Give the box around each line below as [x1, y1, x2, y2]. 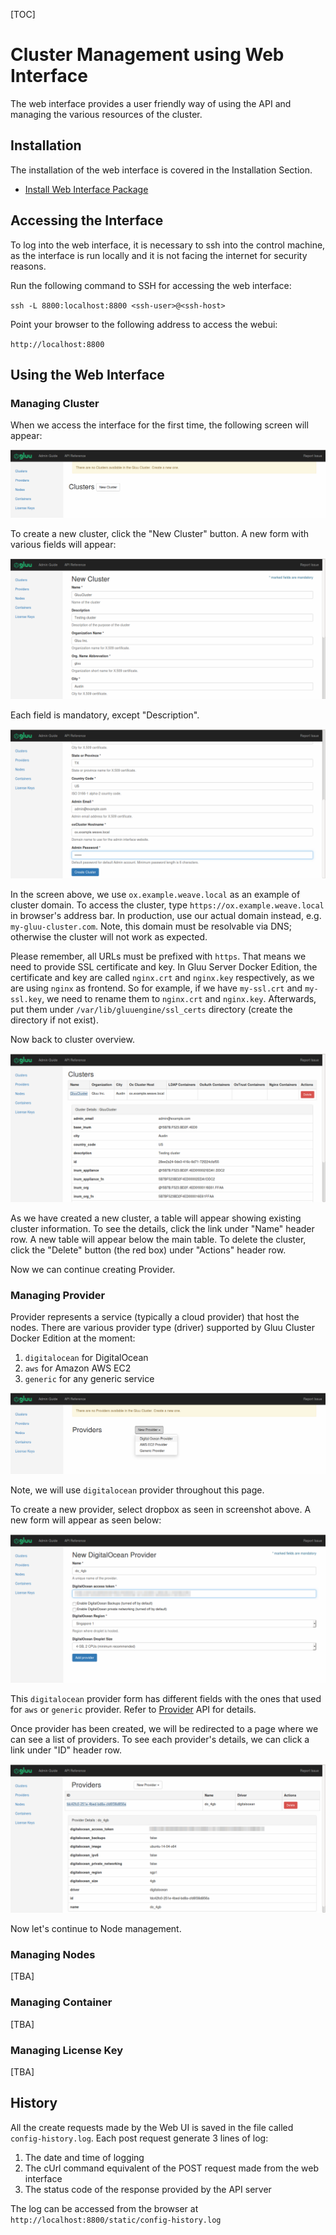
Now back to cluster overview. [10, 1033, 135, 1045]
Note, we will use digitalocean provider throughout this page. [10, 1484, 265, 1496]
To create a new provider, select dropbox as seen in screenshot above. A [10, 1503, 312, 1515]
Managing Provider [10, 1288, 106, 1302]
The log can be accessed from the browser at [10, 2202, 199, 2214]
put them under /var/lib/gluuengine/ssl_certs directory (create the [10, 1003, 293, 1015]
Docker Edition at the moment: [10, 1332, 136, 1344]
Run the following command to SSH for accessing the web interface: [10, 279, 292, 291]
